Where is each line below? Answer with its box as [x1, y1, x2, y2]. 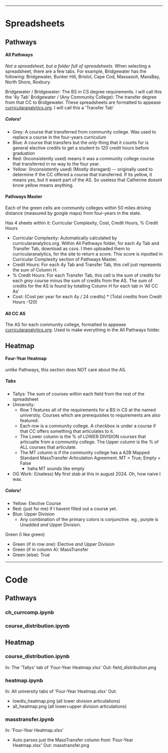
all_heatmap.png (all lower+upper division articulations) [12, 703, 127, 709]
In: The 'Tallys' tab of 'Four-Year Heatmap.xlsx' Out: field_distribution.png [5, 664, 156, 670]
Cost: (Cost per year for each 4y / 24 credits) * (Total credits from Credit [12, 293, 162, 299]
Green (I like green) [5, 531, 45, 537]
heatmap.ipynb [5, 677, 43, 684]
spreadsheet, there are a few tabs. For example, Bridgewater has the [5, 68, 146, 74]
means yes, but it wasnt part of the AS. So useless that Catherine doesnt [12, 177, 162, 183]
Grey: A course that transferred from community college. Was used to [12, 129, 156, 135]
